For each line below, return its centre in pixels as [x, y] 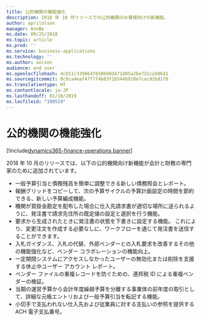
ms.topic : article [29, 40]
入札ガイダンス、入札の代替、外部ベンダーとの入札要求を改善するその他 [105, 243]
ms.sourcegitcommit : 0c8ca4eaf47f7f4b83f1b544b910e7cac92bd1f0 [87, 79]
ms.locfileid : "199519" [36, 101]
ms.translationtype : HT [36, 85]
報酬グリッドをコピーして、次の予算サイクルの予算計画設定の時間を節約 [104, 191]
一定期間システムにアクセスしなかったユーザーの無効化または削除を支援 [105, 259]
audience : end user [31, 68]
